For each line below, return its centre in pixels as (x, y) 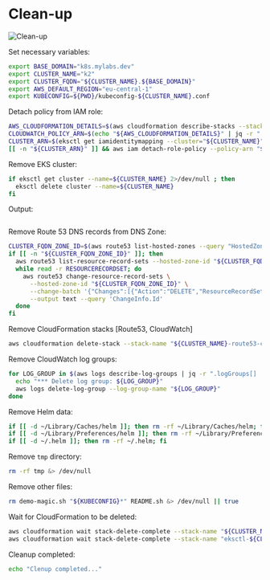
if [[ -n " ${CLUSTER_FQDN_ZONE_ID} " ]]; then (86, 254)
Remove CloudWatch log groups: (63, 359)
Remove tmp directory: (45, 457)
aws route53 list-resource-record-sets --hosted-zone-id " (117, 262)
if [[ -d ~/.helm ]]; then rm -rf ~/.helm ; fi (88, 441)
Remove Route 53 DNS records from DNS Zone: (88, 232)
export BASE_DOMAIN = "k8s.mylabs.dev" (72, 66)
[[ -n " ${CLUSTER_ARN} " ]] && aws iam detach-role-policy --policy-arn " (135, 149)
